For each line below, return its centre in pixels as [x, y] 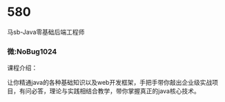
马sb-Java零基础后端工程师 [46, 32]
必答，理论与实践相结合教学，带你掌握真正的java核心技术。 [115, 91]
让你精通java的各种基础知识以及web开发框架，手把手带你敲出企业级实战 [110, 83]
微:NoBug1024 [32, 51]
